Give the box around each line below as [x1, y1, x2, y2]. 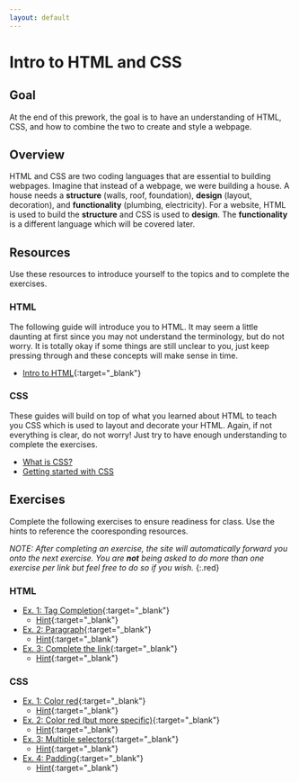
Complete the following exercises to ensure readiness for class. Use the [9, 516, 276, 526]
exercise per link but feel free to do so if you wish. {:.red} [9, 562, 220, 572]
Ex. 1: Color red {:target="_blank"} [22, 696, 146, 706]
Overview [9, 148, 66, 163]
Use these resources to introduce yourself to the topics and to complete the [9, 269, 290, 280]
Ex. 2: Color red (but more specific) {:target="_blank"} [22, 715, 220, 725]
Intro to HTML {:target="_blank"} [22, 367, 142, 378]
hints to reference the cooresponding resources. [9, 526, 189, 536]
